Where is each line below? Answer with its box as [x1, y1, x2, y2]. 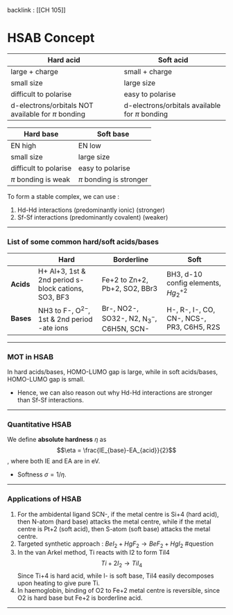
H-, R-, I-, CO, [166, 305, 216, 314]
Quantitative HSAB [7, 419, 71, 429]
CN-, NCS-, [166, 314, 207, 323]
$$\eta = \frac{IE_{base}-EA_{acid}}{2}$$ [56, 446, 177, 454]
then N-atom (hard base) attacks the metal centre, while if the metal [17, 517, 212, 526]
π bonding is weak [10, 175, 71, 184]
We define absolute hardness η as [7, 436, 107, 444]
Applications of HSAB [7, 494, 82, 504]
